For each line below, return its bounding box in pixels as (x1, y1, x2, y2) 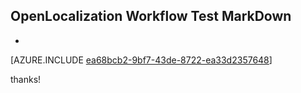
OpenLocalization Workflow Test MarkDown (10, 8, 292, 25)
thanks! (10, 73, 42, 85)
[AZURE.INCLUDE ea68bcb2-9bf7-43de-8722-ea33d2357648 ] (10, 54, 273, 66)
